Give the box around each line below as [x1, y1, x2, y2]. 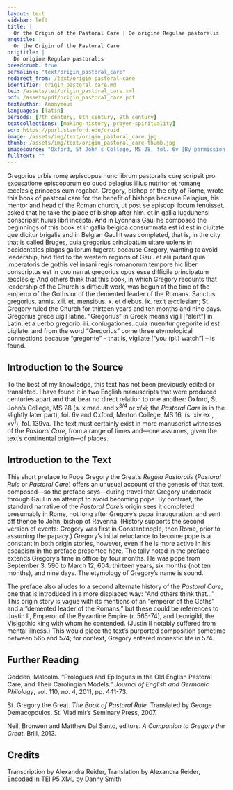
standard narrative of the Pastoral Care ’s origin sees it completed [7, 502, 195, 510]
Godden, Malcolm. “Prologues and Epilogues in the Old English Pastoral [7, 672, 212, 681]
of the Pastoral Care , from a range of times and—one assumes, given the [7, 427, 218, 435]
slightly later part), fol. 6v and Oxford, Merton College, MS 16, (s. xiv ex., [7, 411, 214, 419]
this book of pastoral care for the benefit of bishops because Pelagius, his [7, 193, 219, 202]
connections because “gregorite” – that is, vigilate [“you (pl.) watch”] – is [7, 334, 216, 342]
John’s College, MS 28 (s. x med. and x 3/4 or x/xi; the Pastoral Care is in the [7, 402, 225, 412]
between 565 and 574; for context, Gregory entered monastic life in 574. [7, 634, 214, 642]
